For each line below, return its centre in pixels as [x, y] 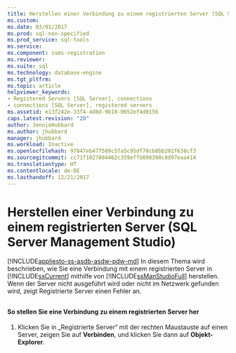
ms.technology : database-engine [54, 72]
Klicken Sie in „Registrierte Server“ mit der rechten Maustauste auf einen [123, 327]
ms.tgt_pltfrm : [29, 79]
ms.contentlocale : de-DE [44, 171]
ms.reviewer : [26, 60]
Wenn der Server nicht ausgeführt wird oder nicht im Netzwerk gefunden [113, 284]
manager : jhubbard [34, 138]
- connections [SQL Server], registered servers [80, 105]
